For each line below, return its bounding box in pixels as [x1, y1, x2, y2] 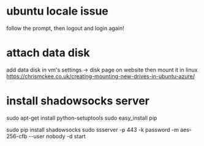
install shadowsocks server [6, 94, 150, 108]
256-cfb [6, 133, 28, 140]
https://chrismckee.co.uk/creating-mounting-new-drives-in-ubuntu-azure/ [6, 72, 195, 80]
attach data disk [6, 46, 90, 60]
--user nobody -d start [28, 133, 86, 140]
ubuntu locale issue [6, 4, 108, 18]
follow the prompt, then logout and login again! [6, 24, 124, 32]
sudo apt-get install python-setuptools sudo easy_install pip [6, 114, 157, 122]
